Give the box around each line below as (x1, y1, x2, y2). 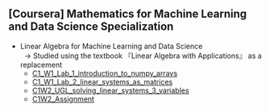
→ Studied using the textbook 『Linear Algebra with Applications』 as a (23, 51, 262, 60)
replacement (19, 60, 63, 69)
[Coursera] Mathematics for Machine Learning (8, 7, 247, 21)
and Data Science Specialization (8, 20, 174, 34)
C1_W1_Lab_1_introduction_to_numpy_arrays (31, 68, 178, 78)
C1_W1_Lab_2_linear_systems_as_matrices (31, 77, 173, 86)
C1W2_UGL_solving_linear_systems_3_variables (31, 85, 189, 95)
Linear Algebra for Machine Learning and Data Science (19, 41, 203, 51)
